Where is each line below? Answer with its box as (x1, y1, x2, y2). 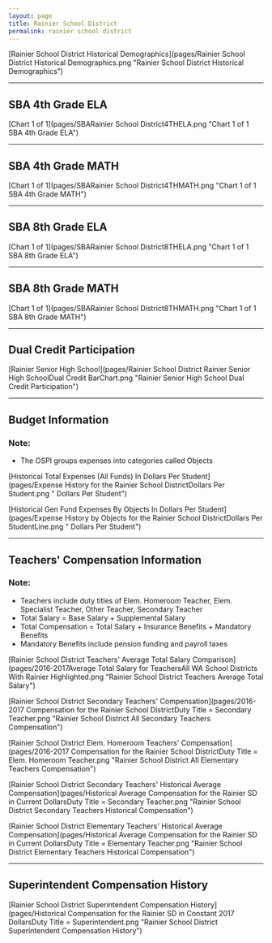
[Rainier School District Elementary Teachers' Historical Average (8, 821, 223, 831)
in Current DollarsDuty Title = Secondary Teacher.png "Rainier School (8, 797, 241, 807)
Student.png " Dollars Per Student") (8, 489, 128, 499)
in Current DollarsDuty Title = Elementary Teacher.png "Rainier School (8, 838, 243, 848)
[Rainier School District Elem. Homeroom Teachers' (8, 738, 180, 747)
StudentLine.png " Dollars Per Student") (8, 521, 142, 532)
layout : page (8, 11, 53, 20)
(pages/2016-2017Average (8, 663, 96, 673)
